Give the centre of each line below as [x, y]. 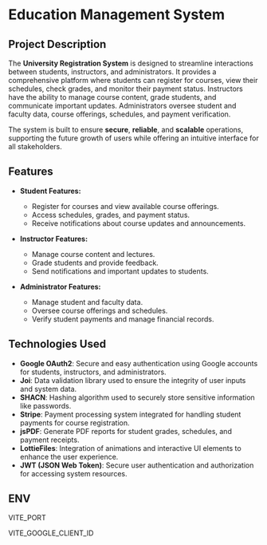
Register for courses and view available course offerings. [125, 206]
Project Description [57, 44]
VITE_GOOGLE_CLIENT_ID [51, 533]
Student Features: [50, 191]
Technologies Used [57, 344]
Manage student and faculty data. [87, 302]
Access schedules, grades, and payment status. [110, 215]
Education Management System [117, 15]
